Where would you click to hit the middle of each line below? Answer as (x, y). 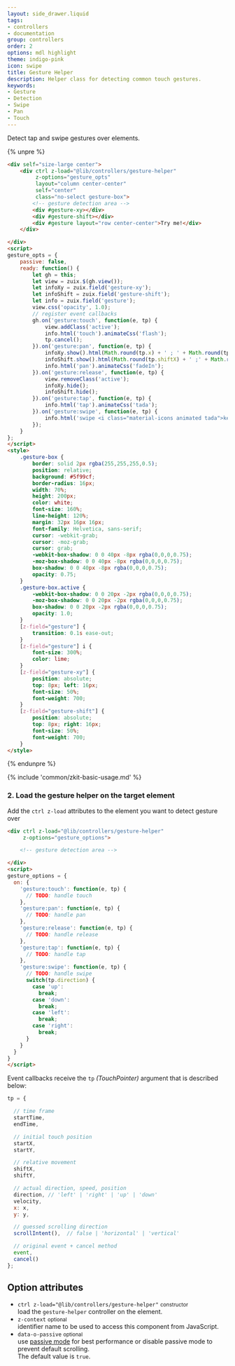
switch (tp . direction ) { (60, 981)
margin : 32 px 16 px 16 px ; (69, 522)
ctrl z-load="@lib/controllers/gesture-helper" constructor (103, 1305)
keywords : (22, 86)
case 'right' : (53, 1026)
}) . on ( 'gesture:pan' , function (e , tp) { (92, 347)
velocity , (28, 1201)
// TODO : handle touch (59, 895)
